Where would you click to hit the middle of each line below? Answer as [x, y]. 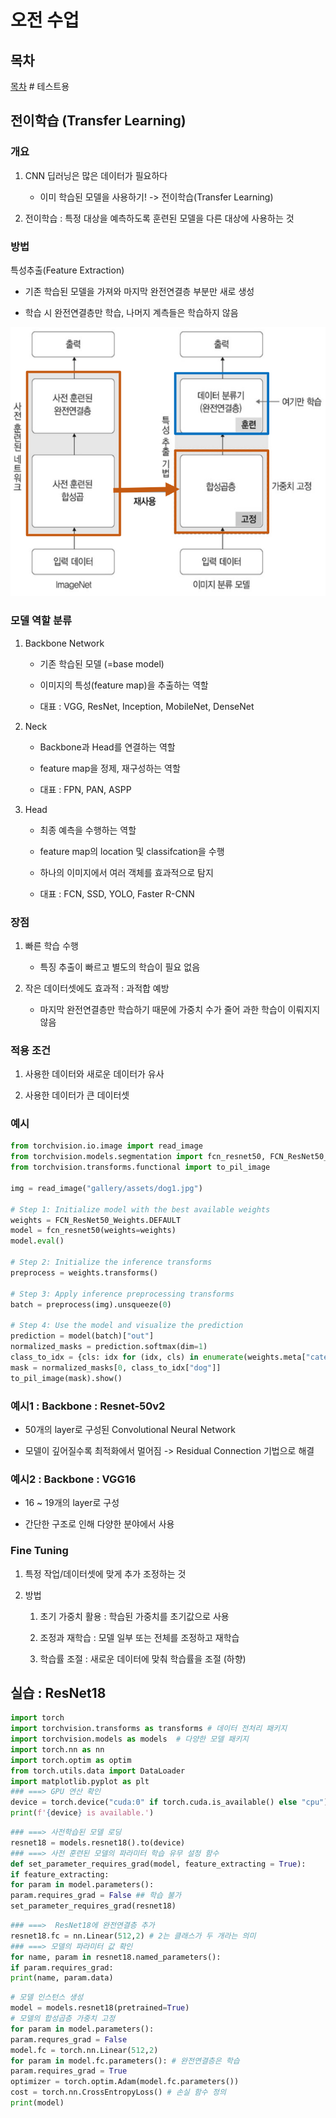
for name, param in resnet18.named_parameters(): [116, 1957]
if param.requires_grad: [62, 1967]
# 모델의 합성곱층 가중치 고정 [63, 2019]
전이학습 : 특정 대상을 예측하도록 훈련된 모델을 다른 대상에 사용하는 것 [159, 218]
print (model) [37, 2103]
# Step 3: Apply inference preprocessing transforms [122, 1294]
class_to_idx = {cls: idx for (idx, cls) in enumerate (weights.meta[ [158, 1357]
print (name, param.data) [62, 1978]
